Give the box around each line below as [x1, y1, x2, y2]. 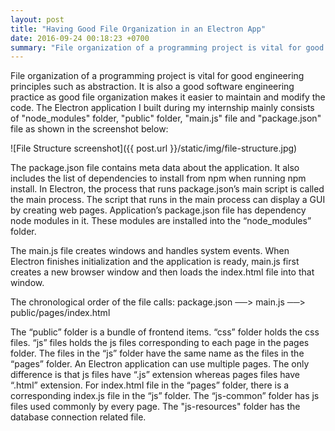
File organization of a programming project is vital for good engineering [10, 70, 305, 82]
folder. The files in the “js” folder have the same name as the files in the [10, 347, 305, 360]
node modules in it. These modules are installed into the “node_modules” [10, 215, 312, 227]
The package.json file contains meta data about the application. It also [10, 162, 300, 174]
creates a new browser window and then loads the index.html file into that [10, 266, 315, 278]
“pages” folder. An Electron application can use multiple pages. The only [10, 358, 310, 370]
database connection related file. [10, 411, 147, 423]
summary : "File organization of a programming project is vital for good [10, 42, 325, 53]
